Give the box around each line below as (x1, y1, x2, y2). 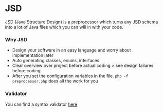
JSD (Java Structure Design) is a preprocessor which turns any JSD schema (5, 19, 158, 25)
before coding (12, 68, 41, 74)
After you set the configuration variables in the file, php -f (12, 73, 128, 79)
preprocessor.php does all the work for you (12, 78, 98, 84)
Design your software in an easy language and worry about (12, 47, 131, 53)
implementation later (12, 52, 54, 58)
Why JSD (5, 36, 28, 43)
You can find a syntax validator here (5, 101, 77, 107)
